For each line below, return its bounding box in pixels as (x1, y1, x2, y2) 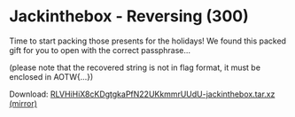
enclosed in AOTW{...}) (9, 71, 94, 82)
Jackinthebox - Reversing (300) (9, 6, 250, 27)
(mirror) (9, 97, 38, 108)
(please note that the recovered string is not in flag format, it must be (9, 62, 261, 73)
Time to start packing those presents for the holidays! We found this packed (9, 35, 286, 46)
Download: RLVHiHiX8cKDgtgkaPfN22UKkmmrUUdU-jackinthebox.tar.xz (9, 89, 276, 99)
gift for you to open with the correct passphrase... (9, 44, 191, 55)
